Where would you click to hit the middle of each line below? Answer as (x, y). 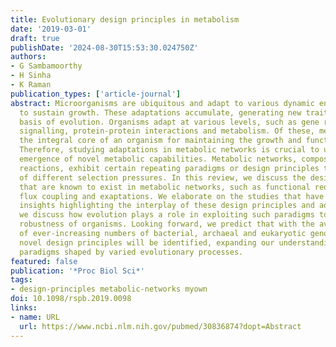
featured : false (44, 261)
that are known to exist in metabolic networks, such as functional (165, 187)
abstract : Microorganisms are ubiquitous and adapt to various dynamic (162, 103)
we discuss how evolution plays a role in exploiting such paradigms (167, 215)
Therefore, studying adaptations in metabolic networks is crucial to (169, 150)
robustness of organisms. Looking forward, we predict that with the (167, 224)
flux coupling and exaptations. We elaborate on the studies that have (172, 196)
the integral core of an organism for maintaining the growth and (160, 141)
